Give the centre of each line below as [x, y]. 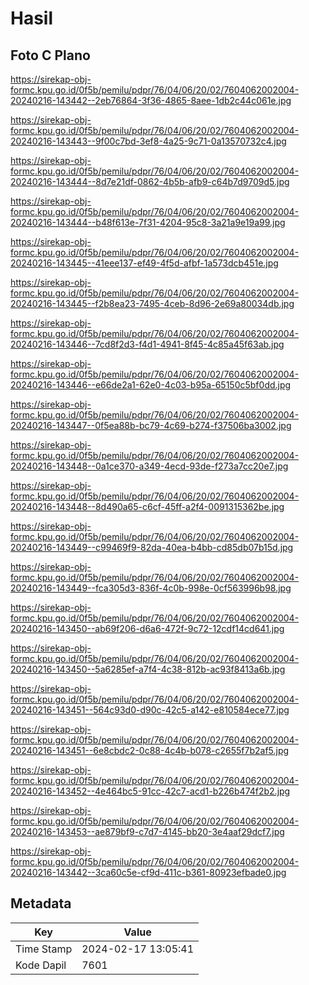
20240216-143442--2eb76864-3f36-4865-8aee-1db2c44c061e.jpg [151, 100]
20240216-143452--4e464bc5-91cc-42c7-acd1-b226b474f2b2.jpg [150, 791]
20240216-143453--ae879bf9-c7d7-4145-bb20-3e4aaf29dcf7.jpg [147, 831]
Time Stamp [44, 949]
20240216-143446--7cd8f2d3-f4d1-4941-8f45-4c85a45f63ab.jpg [147, 344]
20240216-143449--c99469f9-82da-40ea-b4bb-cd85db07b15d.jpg [152, 547]
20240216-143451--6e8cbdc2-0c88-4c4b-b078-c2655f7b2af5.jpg [150, 750]
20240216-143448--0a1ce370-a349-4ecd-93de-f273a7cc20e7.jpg [149, 466]
